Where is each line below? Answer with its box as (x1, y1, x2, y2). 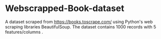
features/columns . (5, 29, 43, 35)
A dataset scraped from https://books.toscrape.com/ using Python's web (5, 19, 153, 25)
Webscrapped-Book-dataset (5, 3, 124, 14)
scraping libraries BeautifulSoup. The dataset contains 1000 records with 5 (5, 24, 156, 29)
